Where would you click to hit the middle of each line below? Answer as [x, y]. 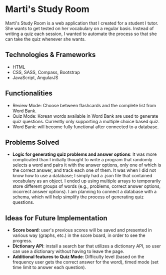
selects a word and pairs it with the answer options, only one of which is [87, 165]
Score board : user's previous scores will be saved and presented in [82, 230]
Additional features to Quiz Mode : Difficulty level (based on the [78, 257]
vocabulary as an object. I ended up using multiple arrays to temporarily [86, 181]
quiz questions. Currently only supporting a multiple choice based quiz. [86, 121]
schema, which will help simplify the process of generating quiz [78, 197]
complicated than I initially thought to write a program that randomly [82, 160]
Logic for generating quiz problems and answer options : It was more [84, 154]
